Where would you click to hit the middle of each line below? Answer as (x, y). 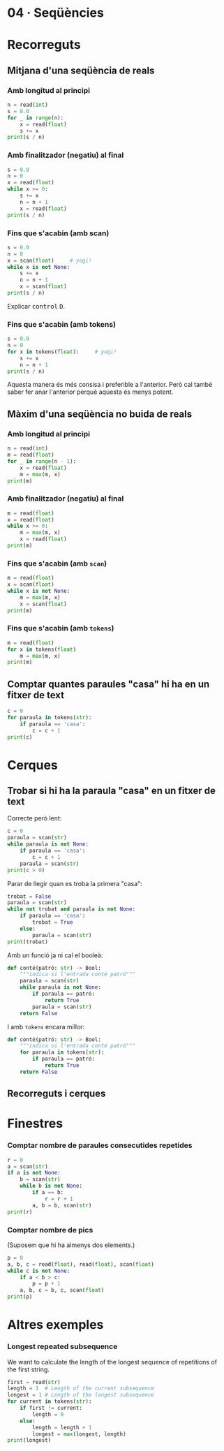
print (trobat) (28, 942)
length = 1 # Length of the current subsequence (81, 1389)
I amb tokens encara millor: (46, 1026)
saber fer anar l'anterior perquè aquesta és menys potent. (90, 392)
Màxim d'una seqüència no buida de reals (100, 414)
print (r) (20, 1212)
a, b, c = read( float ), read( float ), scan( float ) (81, 1264)
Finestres (35, 1124)
